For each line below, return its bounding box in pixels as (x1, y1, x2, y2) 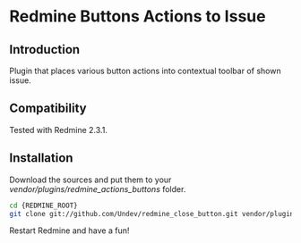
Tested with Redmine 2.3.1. (9, 124, 107, 135)
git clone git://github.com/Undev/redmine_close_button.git (9, 209, 239, 218)
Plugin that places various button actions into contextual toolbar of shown (9, 65, 281, 76)
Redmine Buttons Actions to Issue (9, 6, 266, 27)
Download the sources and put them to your (9, 174, 172, 185)
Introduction (9, 42, 81, 57)
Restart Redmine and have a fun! (9, 225, 130, 236)
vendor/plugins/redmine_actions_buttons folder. (9, 183, 186, 194)
